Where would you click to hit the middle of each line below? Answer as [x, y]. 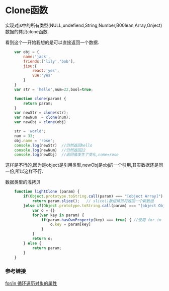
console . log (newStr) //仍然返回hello [53, 145]
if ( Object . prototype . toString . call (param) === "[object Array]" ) [93, 197]
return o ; [42, 239]
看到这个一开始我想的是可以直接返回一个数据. [52, 42]
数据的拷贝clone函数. [27, 31]
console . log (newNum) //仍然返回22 [50, 150]
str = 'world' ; [30, 131]
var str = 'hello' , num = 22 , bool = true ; [54, 89]
